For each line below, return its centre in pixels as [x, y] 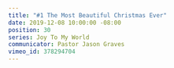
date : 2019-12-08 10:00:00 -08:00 [65, 23]
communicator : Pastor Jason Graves [67, 45]
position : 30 [30, 30]
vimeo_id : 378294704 [42, 52]
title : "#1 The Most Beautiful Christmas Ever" [88, 15]
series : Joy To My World [49, 37]
